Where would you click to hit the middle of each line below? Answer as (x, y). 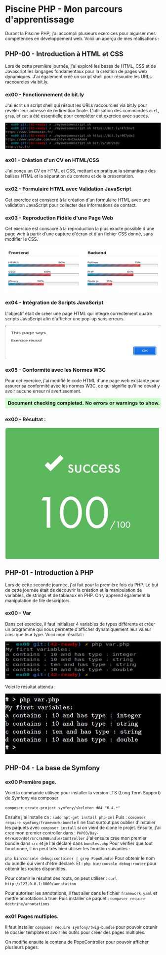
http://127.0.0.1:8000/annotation (41, 884)
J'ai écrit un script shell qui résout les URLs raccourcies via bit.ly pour (76, 105)
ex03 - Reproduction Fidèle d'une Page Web (59, 217)
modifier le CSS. (22, 239)
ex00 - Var (18, 613)
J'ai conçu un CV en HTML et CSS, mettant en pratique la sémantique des (81, 171)
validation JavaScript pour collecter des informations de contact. (71, 205)
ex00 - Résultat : (25, 420)
